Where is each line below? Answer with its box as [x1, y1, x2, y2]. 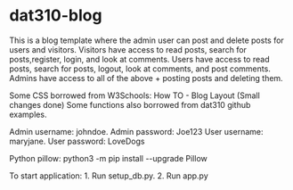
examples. [9, 109, 47, 120]
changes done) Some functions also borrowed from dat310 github [9, 99, 251, 110]
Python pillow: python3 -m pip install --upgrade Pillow [9, 153, 208, 163]
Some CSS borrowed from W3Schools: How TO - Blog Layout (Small [9, 90, 260, 101]
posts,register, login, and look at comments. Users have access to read [9, 54, 270, 64]
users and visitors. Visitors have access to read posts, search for [9, 44, 248, 54]
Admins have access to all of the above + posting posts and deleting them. [9, 72, 283, 83]
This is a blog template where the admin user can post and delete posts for [9, 35, 285, 45]
